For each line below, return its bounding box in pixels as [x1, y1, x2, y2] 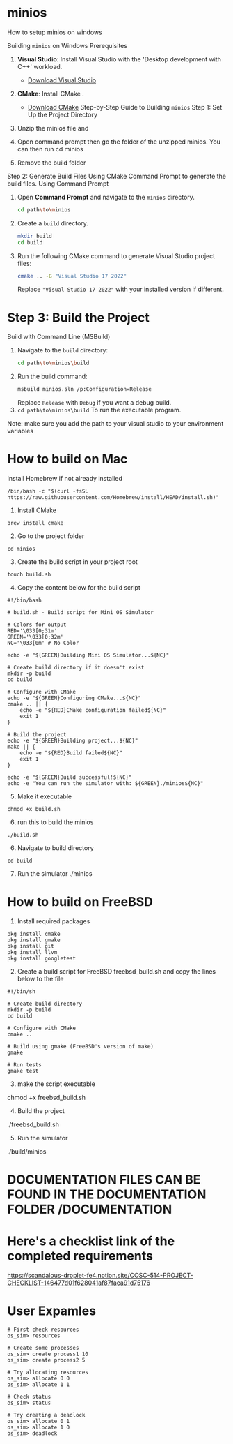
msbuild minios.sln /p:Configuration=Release [17, 386, 152, 393]
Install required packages [17, 917, 90, 925]
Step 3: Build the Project [7, 309, 150, 325]
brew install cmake [7, 520, 64, 527]
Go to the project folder [17, 532, 85, 540]
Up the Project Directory [27, 110, 97, 119]
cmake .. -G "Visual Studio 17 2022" [17, 272, 127, 280]
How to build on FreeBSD [7, 894, 153, 910]
